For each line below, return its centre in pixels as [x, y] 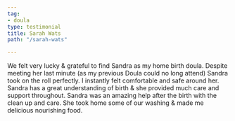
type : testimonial [34, 27]
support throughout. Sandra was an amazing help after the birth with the [112, 96]
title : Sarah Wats [34, 33]
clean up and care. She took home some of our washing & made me [106, 103]
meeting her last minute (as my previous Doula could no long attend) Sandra [118, 73]
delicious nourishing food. [45, 111]
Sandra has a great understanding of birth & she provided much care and [113, 88]
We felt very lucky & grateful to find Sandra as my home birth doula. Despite [118, 66]
